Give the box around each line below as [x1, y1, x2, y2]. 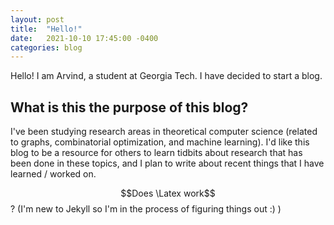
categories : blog [10, 42, 83, 53]
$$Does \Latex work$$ [120, 187, 216, 200]
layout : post [10, 14, 65, 25]
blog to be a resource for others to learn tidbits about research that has [10, 147, 303, 159]
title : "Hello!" [10, 24, 83, 34]
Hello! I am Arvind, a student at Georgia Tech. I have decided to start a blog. [10, 70, 323, 82]
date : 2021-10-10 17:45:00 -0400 [10, 33, 159, 43]
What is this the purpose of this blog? [10, 99, 249, 116]
